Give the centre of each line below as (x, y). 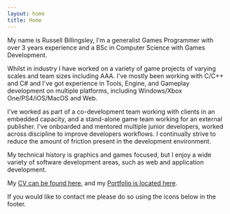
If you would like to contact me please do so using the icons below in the (112, 197)
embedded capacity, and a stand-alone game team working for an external (115, 119)
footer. (17, 204)
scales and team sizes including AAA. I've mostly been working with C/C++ (116, 76)
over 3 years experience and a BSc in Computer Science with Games (106, 47)
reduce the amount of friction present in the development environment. (109, 141)
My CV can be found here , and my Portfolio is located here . (92, 183)
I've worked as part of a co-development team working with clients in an (111, 112)
